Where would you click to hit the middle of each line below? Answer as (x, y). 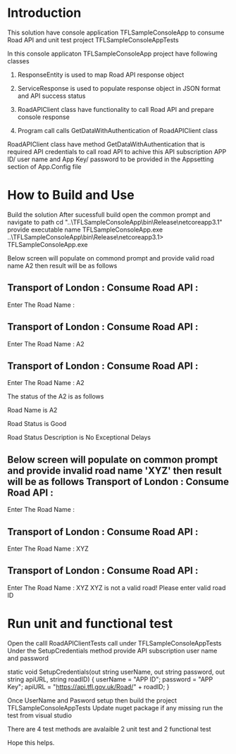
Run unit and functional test (90, 623)
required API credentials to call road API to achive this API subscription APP (117, 151)
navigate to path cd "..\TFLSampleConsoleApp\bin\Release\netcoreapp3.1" (115, 222)
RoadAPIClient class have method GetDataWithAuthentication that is (106, 144)
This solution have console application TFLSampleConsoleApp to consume (116, 32)
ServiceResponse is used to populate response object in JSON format (119, 88)
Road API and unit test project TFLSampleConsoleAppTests (93, 39)
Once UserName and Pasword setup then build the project (92, 700)
